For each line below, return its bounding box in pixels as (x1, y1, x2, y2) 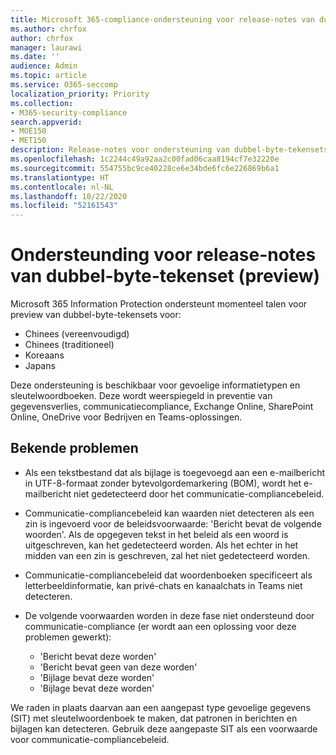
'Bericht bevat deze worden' (39, 650, 157, 662)
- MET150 (10, 136, 47, 146)
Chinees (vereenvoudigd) (24, 328, 130, 340)
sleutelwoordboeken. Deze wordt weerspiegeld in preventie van (10, 390, 273, 402)
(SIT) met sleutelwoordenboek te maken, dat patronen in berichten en (10, 712, 298, 724)
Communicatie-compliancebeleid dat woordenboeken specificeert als (24, 569, 313, 581)
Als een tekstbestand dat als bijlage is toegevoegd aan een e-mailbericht (24, 466, 326, 478)
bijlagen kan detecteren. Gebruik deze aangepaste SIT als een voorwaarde (10, 722, 318, 735)
